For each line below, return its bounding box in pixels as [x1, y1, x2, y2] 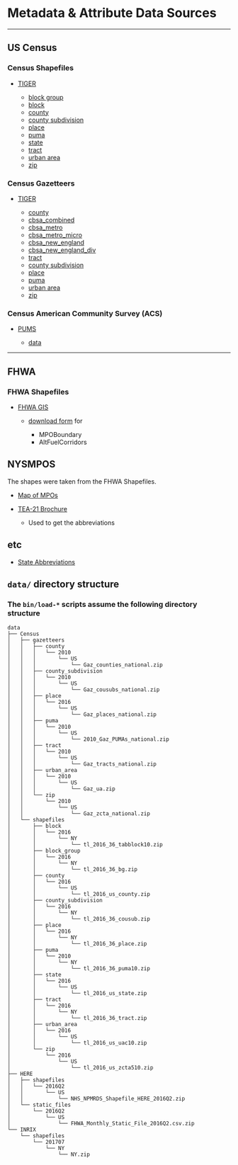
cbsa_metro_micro [28, 230, 83, 239]
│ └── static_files [7, 1101, 72, 1109]
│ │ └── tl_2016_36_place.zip [7, 940, 147, 948]
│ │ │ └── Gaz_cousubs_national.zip [7, 686, 160, 693]
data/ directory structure [7, 578, 120, 590]
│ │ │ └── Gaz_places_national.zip [7, 711, 157, 718]
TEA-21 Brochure [17, 504, 67, 513]
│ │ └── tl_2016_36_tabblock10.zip [7, 841, 163, 848]
